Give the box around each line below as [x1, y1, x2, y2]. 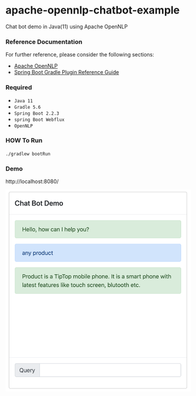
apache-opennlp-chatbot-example [5, 4, 180, 17]
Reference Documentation [5, 38, 83, 46]
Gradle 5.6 [14, 104, 41, 110]
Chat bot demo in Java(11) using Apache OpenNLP [5, 23, 128, 30]
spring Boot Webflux [14, 117, 65, 122]
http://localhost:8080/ [5, 178, 59, 185]
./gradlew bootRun [5, 151, 51, 157]
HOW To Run [5, 137, 42, 145]
